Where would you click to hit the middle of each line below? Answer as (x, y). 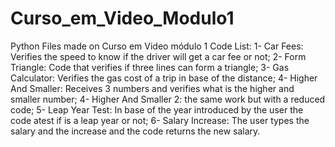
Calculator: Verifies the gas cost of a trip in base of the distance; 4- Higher (164, 78)
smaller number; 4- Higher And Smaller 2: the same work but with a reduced (168, 99)
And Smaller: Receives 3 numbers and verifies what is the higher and (152, 88)
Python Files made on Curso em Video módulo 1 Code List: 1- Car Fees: (157, 46)
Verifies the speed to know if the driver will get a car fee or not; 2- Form (158, 56)
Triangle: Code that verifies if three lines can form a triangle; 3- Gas (150, 67)
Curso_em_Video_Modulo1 (122, 18)
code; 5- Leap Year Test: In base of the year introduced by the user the (157, 109)
